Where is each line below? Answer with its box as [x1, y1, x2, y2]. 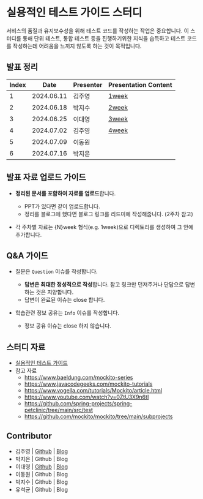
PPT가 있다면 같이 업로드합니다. [24, 203, 100, 210]
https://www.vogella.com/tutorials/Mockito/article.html [24, 387, 163, 394]
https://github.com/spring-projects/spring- [24, 400, 133, 407]
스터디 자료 [6, 342, 46, 352]
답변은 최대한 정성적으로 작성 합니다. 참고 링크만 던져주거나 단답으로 [24, 281, 184, 288]
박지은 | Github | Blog [15, 456, 68, 462]
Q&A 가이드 [6, 250, 49, 261]
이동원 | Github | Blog [15, 471, 68, 478]
